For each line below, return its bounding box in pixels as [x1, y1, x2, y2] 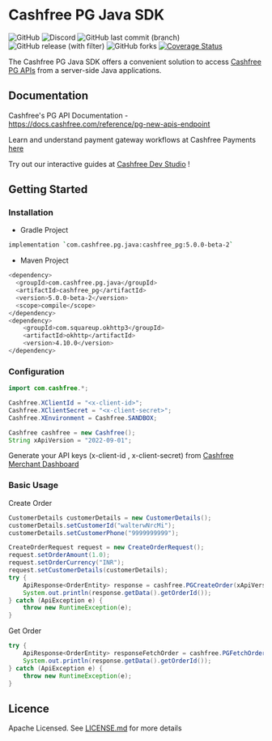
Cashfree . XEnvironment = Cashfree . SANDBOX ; [8, 413, 158, 422]
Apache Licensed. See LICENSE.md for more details [8, 723, 182, 733]
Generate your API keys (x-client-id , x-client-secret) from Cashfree [8, 451, 234, 460]
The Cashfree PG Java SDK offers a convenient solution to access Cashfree [8, 57, 261, 66]
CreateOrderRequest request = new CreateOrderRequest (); [8, 543, 205, 552]
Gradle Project [19, 225, 69, 235]
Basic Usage [8, 480, 59, 491]
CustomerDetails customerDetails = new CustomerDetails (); [8, 513, 212, 522]
